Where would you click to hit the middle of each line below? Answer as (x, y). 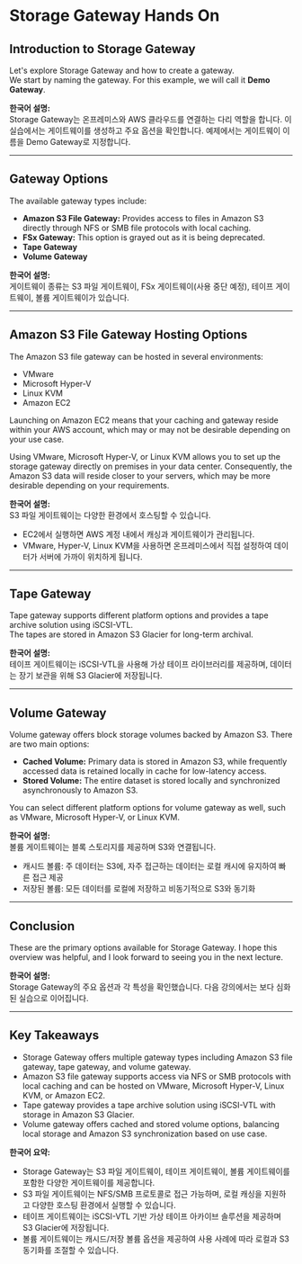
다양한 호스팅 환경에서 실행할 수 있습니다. (104, 1205)
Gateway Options (59, 179)
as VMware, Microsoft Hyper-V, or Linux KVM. (95, 817)
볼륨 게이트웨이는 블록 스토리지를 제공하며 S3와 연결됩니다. (113, 847)
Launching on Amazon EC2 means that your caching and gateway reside (144, 420)
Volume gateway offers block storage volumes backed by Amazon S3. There (151, 735)
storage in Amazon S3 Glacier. (78, 1114)
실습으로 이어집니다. (53, 999)
